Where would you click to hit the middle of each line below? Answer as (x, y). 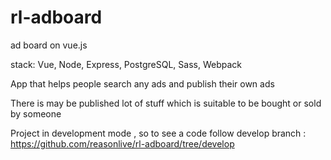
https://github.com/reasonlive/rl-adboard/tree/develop (122, 143)
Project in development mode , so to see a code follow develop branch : (158, 133)
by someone (36, 113)
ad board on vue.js (49, 45)
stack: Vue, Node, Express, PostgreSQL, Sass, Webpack (126, 64)
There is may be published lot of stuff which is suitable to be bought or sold (166, 103)
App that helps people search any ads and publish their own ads (142, 83)
